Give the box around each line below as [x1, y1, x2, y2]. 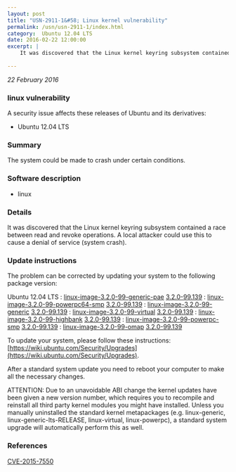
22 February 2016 [7, 75, 59, 84]
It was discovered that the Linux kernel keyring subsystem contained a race [7, 223, 226, 231]
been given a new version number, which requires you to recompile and [7, 393, 215, 402]
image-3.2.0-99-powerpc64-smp [7, 300, 105, 309]
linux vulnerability [7, 93, 70, 103]
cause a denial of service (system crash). [7, 238, 127, 246]
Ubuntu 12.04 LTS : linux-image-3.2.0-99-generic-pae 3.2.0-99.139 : [7, 293, 206, 301]
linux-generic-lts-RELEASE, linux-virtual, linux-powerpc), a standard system [7, 416, 227, 424]
